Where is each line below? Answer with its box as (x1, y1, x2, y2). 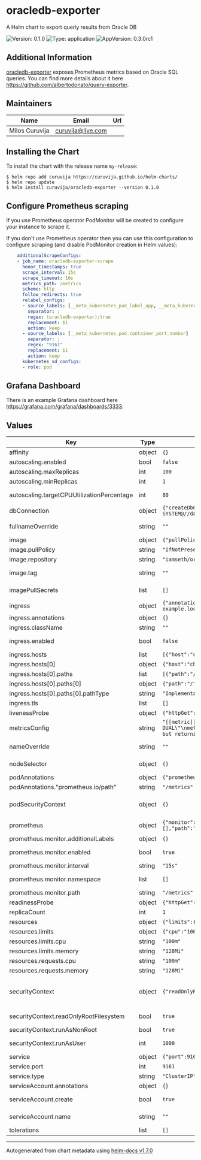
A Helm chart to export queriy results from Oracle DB (6, 23, 137, 31)
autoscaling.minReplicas (9, 478, 78, 486)
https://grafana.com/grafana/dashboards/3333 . (6, 403, 124, 410)
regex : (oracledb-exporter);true (28, 314, 111, 320)
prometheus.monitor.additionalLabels (9, 835, 114, 843)
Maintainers (6, 98, 53, 108)
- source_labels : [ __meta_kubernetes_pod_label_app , (22, 303, 157, 309)
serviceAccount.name (9, 1113, 71, 1121)
